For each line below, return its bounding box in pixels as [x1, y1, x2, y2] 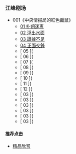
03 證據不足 [20, 36, 45, 42]
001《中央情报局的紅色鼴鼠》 [12, 17, 73, 23]
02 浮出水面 [20, 29, 45, 36]
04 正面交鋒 [20, 42, 45, 49]
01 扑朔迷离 [20, 23, 44, 29]
